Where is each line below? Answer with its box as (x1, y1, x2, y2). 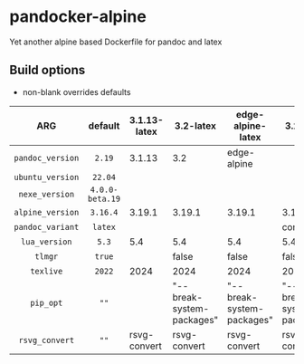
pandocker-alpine (9, 6, 147, 27)
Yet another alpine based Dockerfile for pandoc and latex (9, 36, 223, 47)
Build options (9, 62, 86, 78)
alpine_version (14, 206, 80, 217)
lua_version (21, 236, 72, 246)
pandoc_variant (14, 222, 80, 232)
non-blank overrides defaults (22, 86, 131, 97)
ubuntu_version (14, 172, 80, 182)
